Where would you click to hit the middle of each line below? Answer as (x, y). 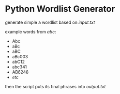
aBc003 (20, 56)
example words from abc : (31, 31)
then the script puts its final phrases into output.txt (55, 86)
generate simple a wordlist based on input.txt (50, 22)
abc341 (19, 67)
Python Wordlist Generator (60, 9)
